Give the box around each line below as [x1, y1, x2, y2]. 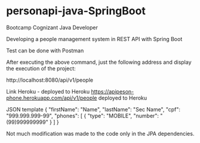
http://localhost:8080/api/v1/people [6, 76, 94, 83]
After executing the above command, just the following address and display [6, 58, 192, 66]
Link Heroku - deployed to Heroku [6, 88, 90, 95]
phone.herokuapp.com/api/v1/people [6, 94, 97, 101]
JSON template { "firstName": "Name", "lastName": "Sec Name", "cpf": [6, 105, 181, 113]
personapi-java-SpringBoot [6, 4, 146, 18]
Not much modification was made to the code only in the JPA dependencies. [6, 130, 195, 137]
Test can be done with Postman [6, 46, 84, 54]
